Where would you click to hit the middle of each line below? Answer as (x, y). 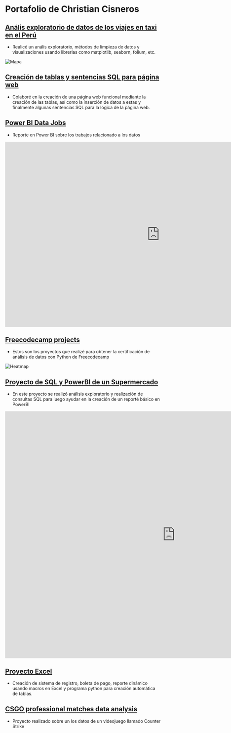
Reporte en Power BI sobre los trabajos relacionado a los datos (76, 135)
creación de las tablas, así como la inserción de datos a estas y (77, 102)
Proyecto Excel (29, 671)
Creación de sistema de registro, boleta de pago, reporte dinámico (80, 683)
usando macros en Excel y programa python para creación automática (84, 689)
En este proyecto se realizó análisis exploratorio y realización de (77, 394)
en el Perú (21, 35)
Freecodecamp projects (43, 340)
